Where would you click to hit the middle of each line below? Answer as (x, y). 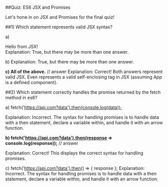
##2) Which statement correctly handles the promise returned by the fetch (83, 92)
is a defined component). (31, 82)
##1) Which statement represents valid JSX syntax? (59, 27)
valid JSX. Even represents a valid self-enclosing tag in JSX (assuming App (84, 77)
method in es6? (22, 98)
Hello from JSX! (22, 47)
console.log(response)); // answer (42, 143)
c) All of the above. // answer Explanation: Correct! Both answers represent (84, 71)
